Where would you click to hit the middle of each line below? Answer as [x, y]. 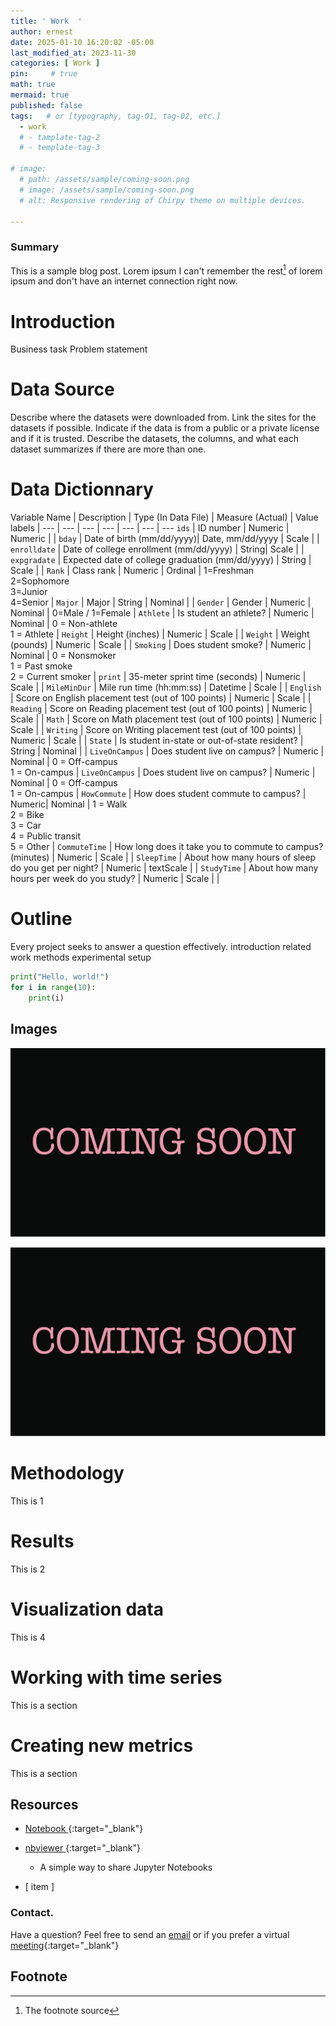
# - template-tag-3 [60, 148]
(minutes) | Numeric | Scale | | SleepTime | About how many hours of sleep [163, 857]
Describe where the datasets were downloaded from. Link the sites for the [163, 417]
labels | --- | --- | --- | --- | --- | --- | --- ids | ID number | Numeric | [150, 528]
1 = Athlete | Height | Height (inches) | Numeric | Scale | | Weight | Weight [160, 634]
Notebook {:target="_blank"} [84, 1829]
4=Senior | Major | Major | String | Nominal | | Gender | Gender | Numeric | [161, 602]
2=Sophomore [40, 581]
